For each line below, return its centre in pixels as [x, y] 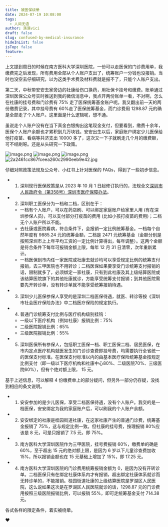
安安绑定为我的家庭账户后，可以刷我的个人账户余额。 [92, 408]
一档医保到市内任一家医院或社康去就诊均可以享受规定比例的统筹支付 [90, 259]
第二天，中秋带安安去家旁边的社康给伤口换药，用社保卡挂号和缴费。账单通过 [84, 89]
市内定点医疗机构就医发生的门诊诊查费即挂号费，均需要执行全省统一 [90, 350]
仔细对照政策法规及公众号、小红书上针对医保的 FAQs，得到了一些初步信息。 [83, 169]
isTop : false [19, 47]
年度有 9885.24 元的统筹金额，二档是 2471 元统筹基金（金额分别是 [93, 234]
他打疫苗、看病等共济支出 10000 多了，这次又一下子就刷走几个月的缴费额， [83, 137]
